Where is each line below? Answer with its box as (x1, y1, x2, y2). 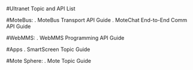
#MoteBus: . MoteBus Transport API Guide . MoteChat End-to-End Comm (6, 17, 188, 23)
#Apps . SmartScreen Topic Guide (6, 46, 91, 53)
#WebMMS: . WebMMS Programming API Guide (6, 34, 125, 41)
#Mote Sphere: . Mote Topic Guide (6, 58, 92, 64)
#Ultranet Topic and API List (6, 5, 76, 12)
